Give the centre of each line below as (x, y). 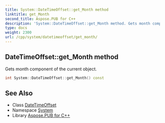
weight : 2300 (18, 32)
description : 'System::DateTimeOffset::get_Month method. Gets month (78, 23)
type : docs (16, 28)
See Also (19, 93)
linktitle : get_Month (27, 14)
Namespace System (32, 110)
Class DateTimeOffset (34, 105)
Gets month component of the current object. (51, 69)
